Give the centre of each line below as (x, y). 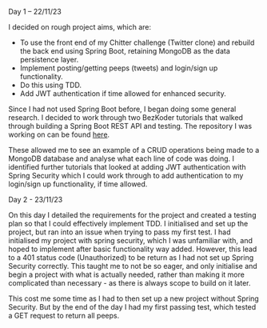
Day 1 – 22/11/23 (35, 12)
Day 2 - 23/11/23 (36, 200)
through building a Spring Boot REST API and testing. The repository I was (130, 126)
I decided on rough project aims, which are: (80, 27)
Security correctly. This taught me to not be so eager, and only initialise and (133, 266)
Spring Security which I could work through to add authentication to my (126, 176)
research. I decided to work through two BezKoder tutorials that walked (126, 118)
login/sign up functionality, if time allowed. (78, 184)
